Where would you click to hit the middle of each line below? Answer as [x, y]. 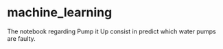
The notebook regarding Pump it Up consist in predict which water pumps [111, 31]
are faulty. [21, 38]
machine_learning [60, 13]
